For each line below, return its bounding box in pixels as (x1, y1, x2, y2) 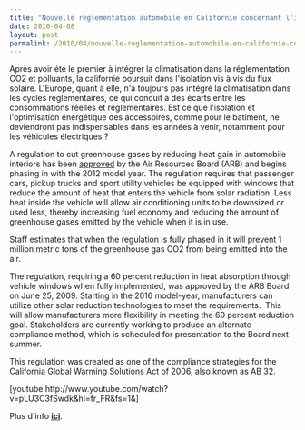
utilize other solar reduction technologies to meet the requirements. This (9, 300, 281, 311)
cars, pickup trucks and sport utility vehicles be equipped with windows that (9, 178, 295, 189)
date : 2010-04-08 (9, 22, 75, 31)
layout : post (9, 30, 59, 39)
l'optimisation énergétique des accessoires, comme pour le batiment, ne (9, 112, 280, 123)
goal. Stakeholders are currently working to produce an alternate (9, 319, 251, 330)
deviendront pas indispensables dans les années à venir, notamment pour (9, 122, 286, 133)
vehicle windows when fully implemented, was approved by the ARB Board (9, 281, 290, 292)
